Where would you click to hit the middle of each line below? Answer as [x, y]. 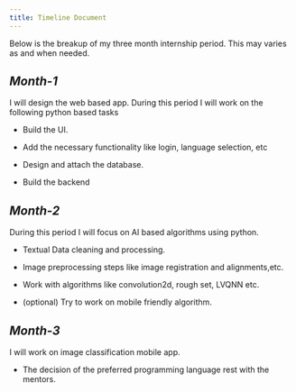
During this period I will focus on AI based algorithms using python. [134, 232]
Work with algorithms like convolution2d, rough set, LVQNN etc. [141, 285]
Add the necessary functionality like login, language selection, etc [145, 147]
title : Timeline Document [58, 18]
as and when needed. [50, 53]
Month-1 [34, 82]
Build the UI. [45, 130]
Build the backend [56, 182]
